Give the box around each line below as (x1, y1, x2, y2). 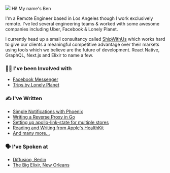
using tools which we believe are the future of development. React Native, (5, 47, 160, 53)
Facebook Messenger (12, 76, 58, 82)
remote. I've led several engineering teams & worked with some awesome (5, 21, 160, 26)
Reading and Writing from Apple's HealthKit (12, 125, 104, 131)
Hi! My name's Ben (11, 6, 51, 11)
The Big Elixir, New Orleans (12, 162, 70, 168)
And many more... (12, 130, 50, 136)
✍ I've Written (5, 95, 42, 102)
